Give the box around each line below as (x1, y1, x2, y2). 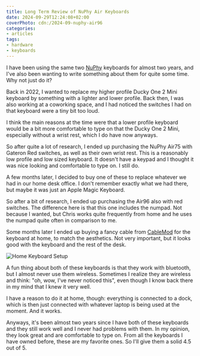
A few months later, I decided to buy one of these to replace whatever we (6, 174, 187, 181)
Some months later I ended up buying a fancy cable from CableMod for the (6, 228, 191, 236)
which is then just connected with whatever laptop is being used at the (6, 301, 180, 308)
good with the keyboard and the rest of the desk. (6, 241, 127, 248)
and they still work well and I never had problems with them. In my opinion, (6, 325, 190, 332)
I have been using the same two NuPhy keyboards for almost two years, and (6, 64, 194, 71)
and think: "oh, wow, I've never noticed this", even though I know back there (6, 277, 193, 284)
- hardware (6, 42, 33, 48)
